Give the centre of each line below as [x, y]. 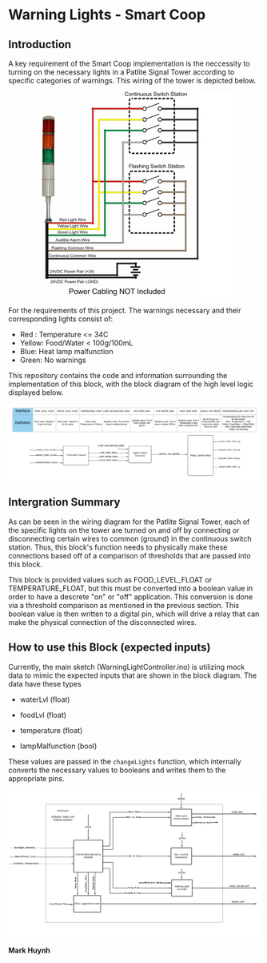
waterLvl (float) [45, 699]
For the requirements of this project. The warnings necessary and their [125, 310]
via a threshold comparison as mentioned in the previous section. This [124, 605]
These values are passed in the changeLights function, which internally [125, 761]
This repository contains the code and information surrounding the [118, 375]
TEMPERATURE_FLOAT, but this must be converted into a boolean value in [131, 588]
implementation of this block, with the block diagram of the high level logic [131, 384]
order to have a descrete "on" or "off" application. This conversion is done [131, 596]
